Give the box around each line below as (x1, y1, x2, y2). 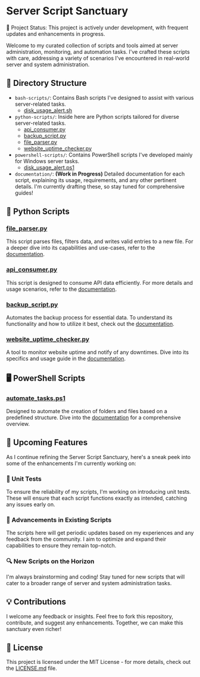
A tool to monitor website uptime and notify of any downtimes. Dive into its (6, 349, 189, 356)
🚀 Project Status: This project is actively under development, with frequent (6, 24, 189, 31)
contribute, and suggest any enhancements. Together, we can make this (6, 619, 183, 626)
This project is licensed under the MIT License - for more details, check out (6, 658, 191, 666)
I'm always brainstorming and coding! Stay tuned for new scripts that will (6, 573, 185, 580)
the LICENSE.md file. (6, 664, 58, 672)
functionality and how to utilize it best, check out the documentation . (6, 321, 174, 328)
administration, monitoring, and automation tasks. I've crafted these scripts (6, 48, 190, 55)
